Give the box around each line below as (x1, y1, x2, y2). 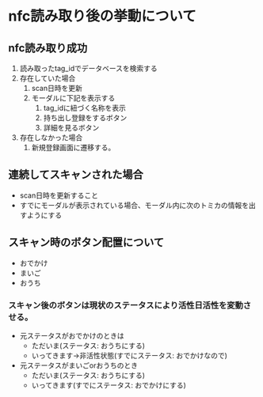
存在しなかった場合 (19, 133, 83, 142)
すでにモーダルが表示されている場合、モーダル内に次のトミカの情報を (19, 200, 250, 210)
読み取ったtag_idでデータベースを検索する (19, 64, 158, 73)
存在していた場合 (19, 74, 76, 83)
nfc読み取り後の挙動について (8, 7, 196, 25)
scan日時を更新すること (19, 191, 99, 200)
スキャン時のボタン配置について (8, 236, 165, 249)
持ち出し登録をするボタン (43, 113, 128, 123)
